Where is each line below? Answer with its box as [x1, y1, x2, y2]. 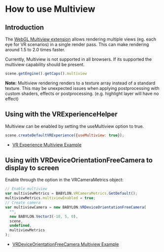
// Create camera [5, 200, 41, 205]
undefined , [9, 223, 32, 228]
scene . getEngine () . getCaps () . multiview [5, 71, 87, 76]
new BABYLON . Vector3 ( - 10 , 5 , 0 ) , [9, 214, 78, 219]
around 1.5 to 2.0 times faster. [5, 47, 66, 52]
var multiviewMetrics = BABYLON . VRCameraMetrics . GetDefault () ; [5, 191, 138, 196]
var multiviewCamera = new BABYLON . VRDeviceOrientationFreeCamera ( [5, 205, 147, 210]
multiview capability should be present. [5, 62, 85, 67]
